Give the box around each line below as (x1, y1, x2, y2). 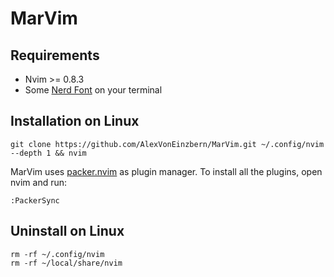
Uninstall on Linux (10, 223, 125, 240)
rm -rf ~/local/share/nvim (10, 258, 123, 268)
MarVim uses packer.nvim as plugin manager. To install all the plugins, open (10, 165, 323, 177)
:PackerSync (10, 195, 60, 206)
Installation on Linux (10, 113, 140, 130)
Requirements (10, 47, 100, 64)
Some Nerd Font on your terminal (24, 84, 163, 96)
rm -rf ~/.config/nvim (10, 249, 105, 259)
